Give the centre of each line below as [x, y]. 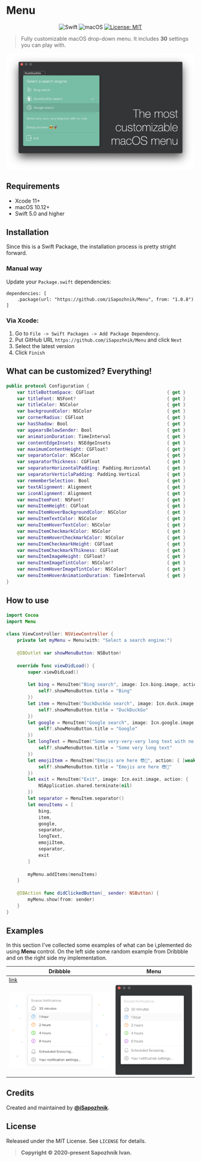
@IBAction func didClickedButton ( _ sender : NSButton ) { [88, 894]
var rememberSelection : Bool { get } [101, 481]
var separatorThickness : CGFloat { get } [101, 462]
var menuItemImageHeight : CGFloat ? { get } [101, 557]
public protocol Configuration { [48, 386]
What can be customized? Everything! [79, 371]
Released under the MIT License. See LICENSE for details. [76, 1141]
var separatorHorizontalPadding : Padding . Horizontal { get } [101, 468]
